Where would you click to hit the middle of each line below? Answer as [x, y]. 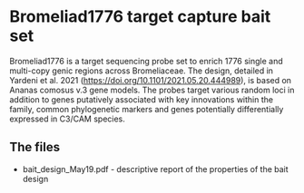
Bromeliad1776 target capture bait [140, 17]
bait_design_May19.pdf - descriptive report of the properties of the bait [155, 169]
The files [35, 147]
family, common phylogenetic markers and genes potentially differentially [147, 109]
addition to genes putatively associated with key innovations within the [142, 99]
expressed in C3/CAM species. [67, 119]
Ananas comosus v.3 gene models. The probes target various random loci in [152, 90]
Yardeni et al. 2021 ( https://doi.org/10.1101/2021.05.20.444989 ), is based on [151, 80]
